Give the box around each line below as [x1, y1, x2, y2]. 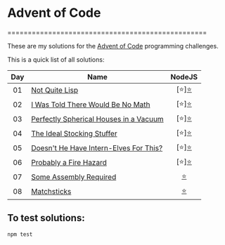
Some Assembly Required [31, 172, 117, 182]
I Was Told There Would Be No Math [31, 100, 150, 110]
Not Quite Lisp [31, 86, 79, 95]
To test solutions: [7, 212, 86, 224]
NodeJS [170, 72, 198, 81]
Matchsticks [31, 187, 72, 197]
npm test [7, 230, 33, 238]
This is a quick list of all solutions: [7, 55, 105, 64]
